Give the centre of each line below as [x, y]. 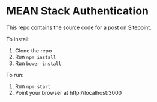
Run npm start [33, 86]
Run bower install [38, 63]
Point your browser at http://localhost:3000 [68, 92]
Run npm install [35, 57]
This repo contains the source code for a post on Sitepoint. [79, 27]
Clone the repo [33, 50]
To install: [18, 39]
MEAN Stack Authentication [77, 11]
